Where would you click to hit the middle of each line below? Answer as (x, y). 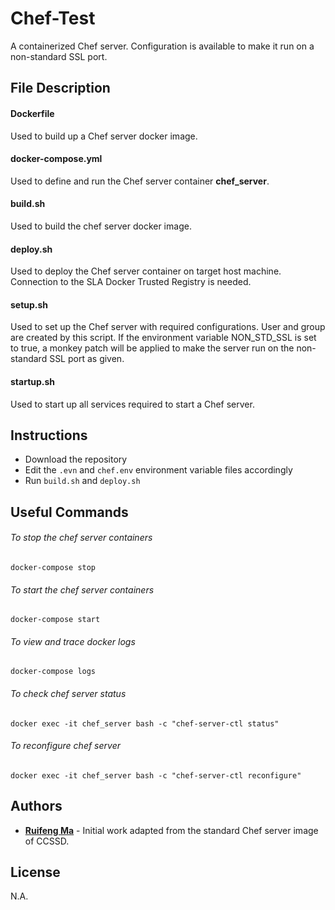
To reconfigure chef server (65, 746)
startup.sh (33, 381)
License (35, 872)
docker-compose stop (53, 567)
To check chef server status (68, 693)
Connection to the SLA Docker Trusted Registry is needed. (131, 282)
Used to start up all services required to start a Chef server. (132, 404)
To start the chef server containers (82, 589)
